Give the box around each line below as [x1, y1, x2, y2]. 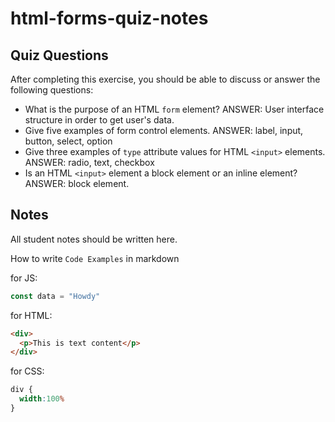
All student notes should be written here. [10, 233, 178, 245]
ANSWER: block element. [24, 178, 130, 189]
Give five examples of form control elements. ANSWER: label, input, [24, 125, 304, 136]
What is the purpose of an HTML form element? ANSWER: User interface [24, 103, 325, 115]
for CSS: [10, 365, 45, 377]
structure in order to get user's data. [24, 114, 175, 126]
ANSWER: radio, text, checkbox [24, 157, 155, 168]
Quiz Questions [10, 47, 109, 64]
